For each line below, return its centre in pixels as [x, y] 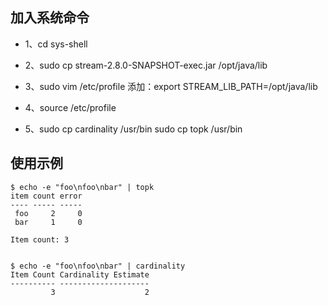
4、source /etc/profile [70, 107]
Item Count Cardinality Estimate [80, 274]
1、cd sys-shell [56, 44]
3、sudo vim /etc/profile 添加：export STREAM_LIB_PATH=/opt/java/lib [171, 86]
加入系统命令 [50, 18]
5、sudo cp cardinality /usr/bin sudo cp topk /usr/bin [133, 129]
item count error [46, 196]
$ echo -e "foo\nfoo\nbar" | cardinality [98, 266]
